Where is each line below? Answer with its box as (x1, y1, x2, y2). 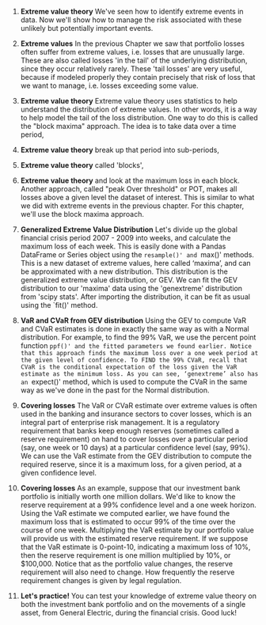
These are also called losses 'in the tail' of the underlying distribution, (20, 55, 248, 65)
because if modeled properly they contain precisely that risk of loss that (20, 73, 256, 81)
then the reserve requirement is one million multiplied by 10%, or (20, 551, 231, 560)
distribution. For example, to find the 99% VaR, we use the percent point (20, 332, 256, 342)
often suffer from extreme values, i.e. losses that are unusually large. (20, 47, 245, 56)
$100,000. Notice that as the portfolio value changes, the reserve (20, 559, 233, 568)
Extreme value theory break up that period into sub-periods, (20, 146, 220, 154)
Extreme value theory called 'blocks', (20, 161, 144, 169)
